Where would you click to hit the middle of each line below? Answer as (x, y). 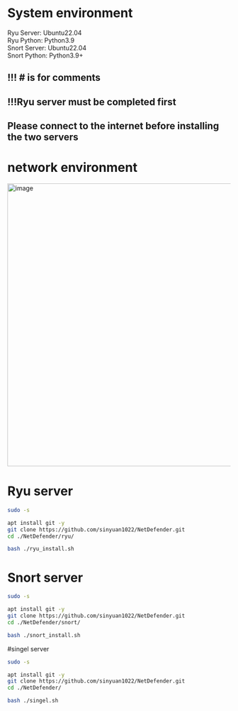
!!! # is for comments (54, 78)
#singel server (28, 648)
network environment (73, 168)
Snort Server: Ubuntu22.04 (47, 48)
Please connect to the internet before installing (113, 126)
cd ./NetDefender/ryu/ (41, 536)
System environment (70, 13)
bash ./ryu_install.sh (41, 549)
